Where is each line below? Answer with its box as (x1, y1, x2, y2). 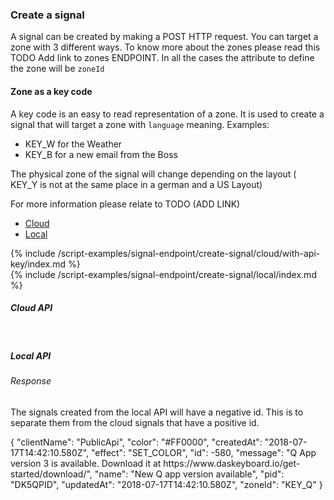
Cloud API (10, 302, 53, 314)
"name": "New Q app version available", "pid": (94, 468, 285, 480)
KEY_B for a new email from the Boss (24, 148, 178, 160)
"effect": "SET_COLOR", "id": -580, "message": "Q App (90, 447, 317, 459)
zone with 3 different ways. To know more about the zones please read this (10, 41, 321, 53)
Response (10, 375, 52, 387)
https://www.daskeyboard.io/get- (163, 458, 301, 470)
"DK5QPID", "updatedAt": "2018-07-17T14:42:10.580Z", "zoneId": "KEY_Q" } (10, 479, 323, 491)
